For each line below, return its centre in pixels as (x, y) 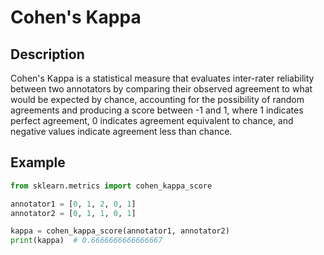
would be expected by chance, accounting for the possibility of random (157, 99)
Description (47, 54)
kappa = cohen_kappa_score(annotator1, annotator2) (120, 231)
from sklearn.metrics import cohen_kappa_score (111, 186)
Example (38, 162)
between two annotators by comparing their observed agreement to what (161, 89)
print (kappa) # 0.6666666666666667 (86, 241)
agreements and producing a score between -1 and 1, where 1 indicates (157, 110)
